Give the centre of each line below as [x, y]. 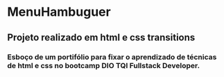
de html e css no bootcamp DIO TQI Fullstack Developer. [103, 65]
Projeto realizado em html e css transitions [101, 37]
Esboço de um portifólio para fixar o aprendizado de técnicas [112, 57]
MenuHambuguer [59, 12]
